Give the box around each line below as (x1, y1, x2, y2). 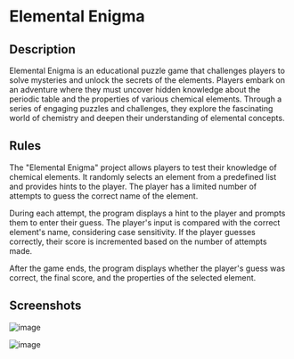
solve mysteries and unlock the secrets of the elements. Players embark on (9, 75, 286, 86)
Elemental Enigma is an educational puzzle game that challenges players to (9, 65, 285, 76)
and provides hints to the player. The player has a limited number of (9, 181, 257, 192)
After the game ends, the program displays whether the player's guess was (9, 263, 286, 273)
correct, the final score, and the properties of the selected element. (9, 272, 257, 282)
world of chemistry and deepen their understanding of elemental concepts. (9, 113, 285, 123)
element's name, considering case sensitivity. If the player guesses (9, 226, 256, 237)
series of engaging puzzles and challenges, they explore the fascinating (9, 103, 274, 113)
